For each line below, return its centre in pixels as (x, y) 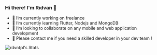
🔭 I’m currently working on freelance (48, 18)
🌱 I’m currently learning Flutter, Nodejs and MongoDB (65, 23)
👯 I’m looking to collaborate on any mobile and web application (74, 28)
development (25, 33)
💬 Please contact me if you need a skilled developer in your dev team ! (82, 38)
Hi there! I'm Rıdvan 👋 (31, 8)
